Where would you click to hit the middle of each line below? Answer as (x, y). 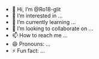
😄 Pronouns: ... (31, 44)
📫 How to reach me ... (40, 35)
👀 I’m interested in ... (37, 16)
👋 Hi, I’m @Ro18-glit (36, 9)
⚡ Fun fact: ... (28, 51)
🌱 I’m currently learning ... (44, 22)
